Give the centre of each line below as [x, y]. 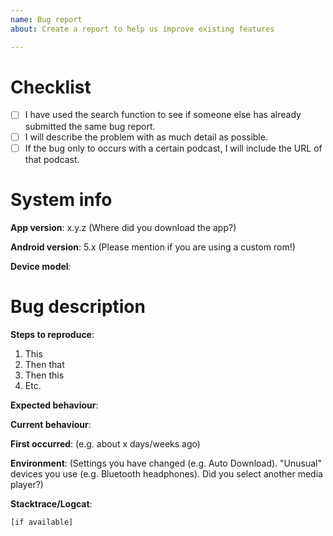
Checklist [51, 87]
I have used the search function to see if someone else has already [163, 115]
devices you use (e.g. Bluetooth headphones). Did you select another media [166, 473]
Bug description [78, 306]
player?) [27, 484]
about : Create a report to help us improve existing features [142, 29]
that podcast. [52, 159]
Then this [44, 375]
